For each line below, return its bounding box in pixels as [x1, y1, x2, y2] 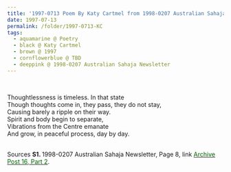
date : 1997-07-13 [7, 16, 57, 23]
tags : [7, 29, 23, 36]
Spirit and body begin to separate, [7, 114, 104, 123]
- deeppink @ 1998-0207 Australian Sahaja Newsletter [13, 61, 170, 68]
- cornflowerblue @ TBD [13, 55, 81, 62]
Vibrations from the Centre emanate [7, 122, 109, 130]
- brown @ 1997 [13, 49, 57, 56]
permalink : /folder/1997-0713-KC [7, 23, 103, 29]
